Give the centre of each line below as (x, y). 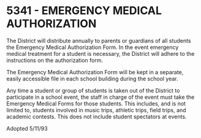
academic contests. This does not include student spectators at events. (97, 117)
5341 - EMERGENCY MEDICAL (84, 11)
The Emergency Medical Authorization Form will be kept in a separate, (95, 72)
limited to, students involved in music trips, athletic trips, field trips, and (96, 110)
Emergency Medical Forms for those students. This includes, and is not (96, 103)
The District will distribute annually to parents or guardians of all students (99, 40)
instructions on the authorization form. (55, 60)
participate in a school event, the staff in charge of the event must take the (100, 97)
